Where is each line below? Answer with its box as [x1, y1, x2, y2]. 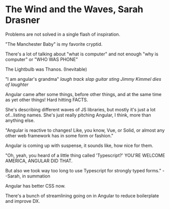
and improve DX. [5, 198, 40, 204]
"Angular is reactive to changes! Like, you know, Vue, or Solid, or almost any [5, 127, 165, 133]
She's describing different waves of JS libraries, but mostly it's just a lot [5, 106, 156, 112]
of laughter [5, 81, 29, 87]
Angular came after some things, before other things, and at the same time [5, 91, 162, 97]
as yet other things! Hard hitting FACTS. [5, 97, 88, 103]
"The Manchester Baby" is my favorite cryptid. [5, 41, 103, 47]
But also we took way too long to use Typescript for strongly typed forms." [5, 167, 161, 173]
